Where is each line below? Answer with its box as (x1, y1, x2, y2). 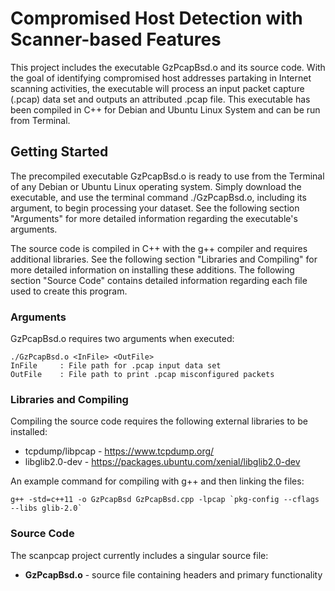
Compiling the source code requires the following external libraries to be (10, 415, 308, 427)
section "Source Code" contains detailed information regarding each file (10, 274, 308, 286)
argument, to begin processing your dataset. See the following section (10, 202, 300, 214)
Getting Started (10, 143, 109, 161)
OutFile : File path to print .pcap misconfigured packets (10, 370, 275, 380)
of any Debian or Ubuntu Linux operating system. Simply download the (10, 180, 302, 192)
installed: (10, 426, 48, 438)
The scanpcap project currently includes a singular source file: (10, 549, 269, 561)
